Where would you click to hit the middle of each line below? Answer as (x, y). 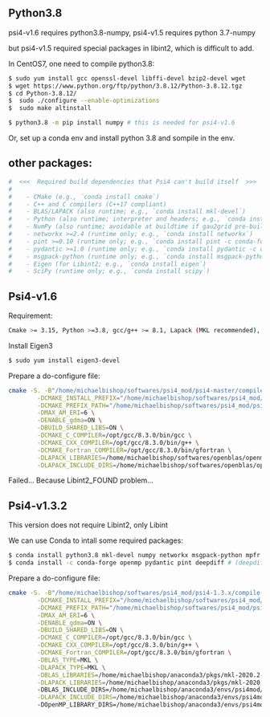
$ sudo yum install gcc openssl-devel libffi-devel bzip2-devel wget (127, 78)
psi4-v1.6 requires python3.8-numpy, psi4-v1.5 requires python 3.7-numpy (132, 32)
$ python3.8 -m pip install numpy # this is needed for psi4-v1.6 (122, 123)
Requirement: (31, 316)
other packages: (50, 163)
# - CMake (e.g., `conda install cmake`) (84, 197)
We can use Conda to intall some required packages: (96, 540)
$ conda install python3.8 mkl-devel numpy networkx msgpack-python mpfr (135, 556)
